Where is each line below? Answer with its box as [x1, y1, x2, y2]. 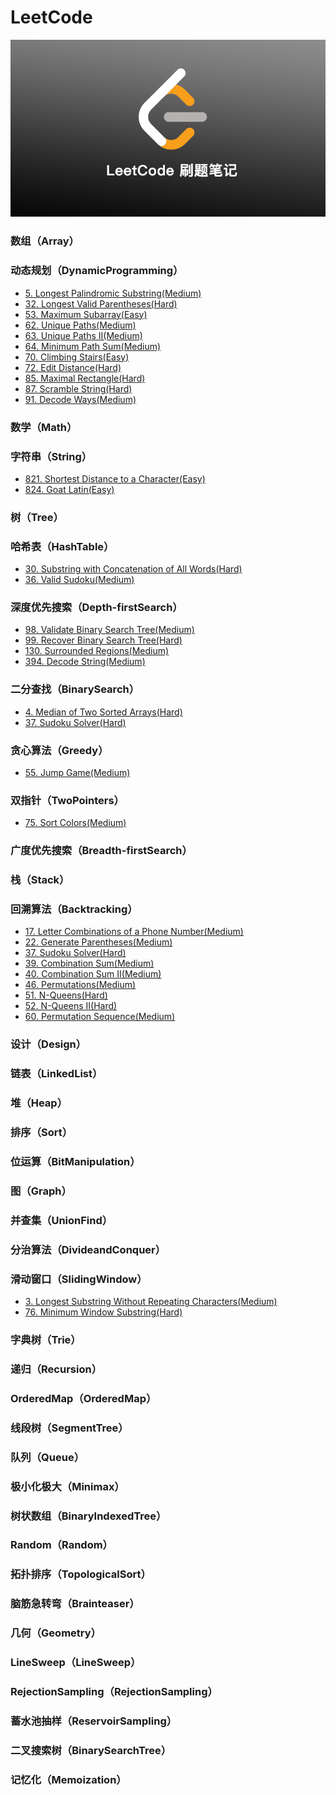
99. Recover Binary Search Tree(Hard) [24, 634, 183, 646]
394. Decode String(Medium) [24, 656, 146, 668]
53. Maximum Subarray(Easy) [24, 308, 148, 320]
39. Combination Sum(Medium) [24, 957, 155, 970]
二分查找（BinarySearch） [10, 682, 140, 696]
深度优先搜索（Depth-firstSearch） [10, 601, 183, 615]
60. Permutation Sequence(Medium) [24, 1011, 176, 1023]
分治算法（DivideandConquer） [10, 1242, 167, 1256]
